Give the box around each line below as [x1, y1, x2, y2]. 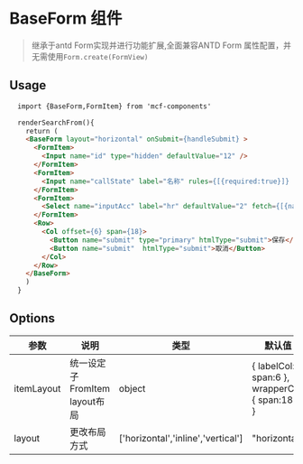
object [118, 382, 146, 394]
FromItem [69, 382, 111, 394]
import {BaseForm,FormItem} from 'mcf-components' [17, 101, 212, 111]
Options [9, 311, 56, 326]
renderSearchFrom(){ [17, 118, 95, 127]
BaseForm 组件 [9, 8, 123, 29]
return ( [25, 126, 59, 135]
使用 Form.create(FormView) [47, 51, 149, 61]
